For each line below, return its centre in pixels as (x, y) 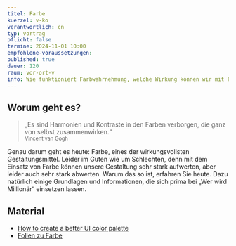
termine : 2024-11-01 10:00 (47, 46)
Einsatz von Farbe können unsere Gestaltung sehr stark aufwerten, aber (112, 167)
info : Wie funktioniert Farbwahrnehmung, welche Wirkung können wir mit (116, 79)
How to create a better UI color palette (73, 228)
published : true (31, 60)
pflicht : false (29, 40)
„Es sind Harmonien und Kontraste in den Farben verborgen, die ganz (125, 124)
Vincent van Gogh (46, 139)
